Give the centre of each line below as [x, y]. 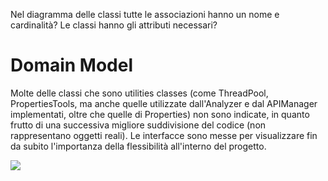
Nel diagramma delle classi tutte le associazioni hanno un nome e [145, 14]
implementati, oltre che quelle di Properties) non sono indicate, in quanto [160, 114]
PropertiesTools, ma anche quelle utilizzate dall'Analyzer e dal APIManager [164, 103]
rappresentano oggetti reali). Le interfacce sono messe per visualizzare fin [164, 135]
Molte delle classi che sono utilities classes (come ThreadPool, [139, 93]
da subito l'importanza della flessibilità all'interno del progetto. [138, 146]
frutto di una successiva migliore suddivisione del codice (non [138, 125]
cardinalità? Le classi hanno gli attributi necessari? [114, 25]
